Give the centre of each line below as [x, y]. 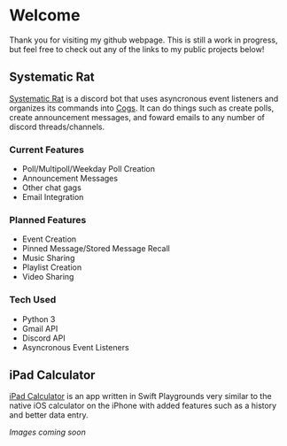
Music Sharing [48, 258]
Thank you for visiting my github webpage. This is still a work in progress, [143, 40]
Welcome [45, 15]
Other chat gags [51, 188]
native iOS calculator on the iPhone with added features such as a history [143, 406]
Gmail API [40, 328]
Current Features [47, 150]
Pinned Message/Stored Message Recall [96, 249]
